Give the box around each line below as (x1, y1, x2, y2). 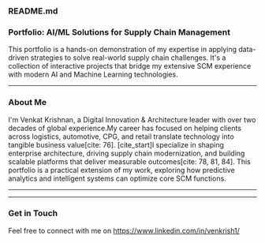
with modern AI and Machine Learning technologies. (8, 69, 179, 80)
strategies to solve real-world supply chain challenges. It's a (30, 53, 226, 62)
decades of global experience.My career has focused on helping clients (8, 123, 242, 133)
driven (8, 53, 29, 62)
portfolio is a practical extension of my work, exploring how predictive (8, 165, 235, 174)
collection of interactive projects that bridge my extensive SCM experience (8, 62, 252, 71)
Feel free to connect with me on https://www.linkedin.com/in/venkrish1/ (8, 226, 241, 235)
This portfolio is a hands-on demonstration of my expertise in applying (8, 45, 237, 54)
